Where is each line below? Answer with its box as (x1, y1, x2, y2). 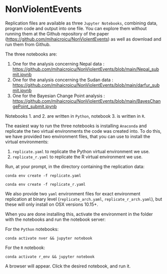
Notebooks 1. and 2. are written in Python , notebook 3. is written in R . (5, 113, 146, 119)
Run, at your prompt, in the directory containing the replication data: (5, 163, 145, 169)
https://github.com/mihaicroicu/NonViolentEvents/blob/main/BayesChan (12, 98, 161, 104)
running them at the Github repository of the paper (5, 31, 109, 37)
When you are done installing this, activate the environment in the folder (5, 211, 153, 217)
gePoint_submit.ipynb (12, 103, 57, 109)
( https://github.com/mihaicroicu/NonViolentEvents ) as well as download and (5, 36, 162, 42)
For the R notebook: (5, 244, 45, 250)
